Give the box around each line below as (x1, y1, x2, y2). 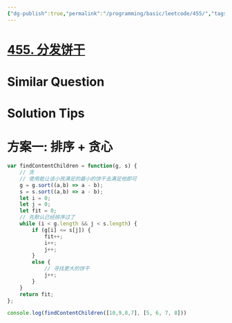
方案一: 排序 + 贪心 (7, 139, 113, 155)
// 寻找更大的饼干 (43, 265, 90, 273)
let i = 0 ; (19, 195, 51, 202)
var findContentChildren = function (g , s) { (7, 163, 137, 170)
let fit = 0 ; (19, 208, 57, 215)
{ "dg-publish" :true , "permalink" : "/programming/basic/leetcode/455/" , (7, 10, 212, 17)
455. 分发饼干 (7, 42, 86, 57)
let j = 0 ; (19, 201, 51, 208)
